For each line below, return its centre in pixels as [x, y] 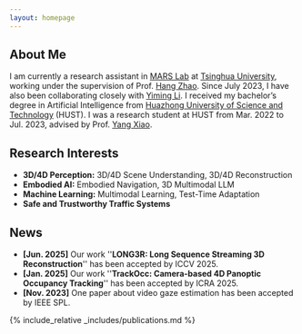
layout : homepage [42, 18]
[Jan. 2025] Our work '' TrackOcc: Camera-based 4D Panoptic [142, 274]
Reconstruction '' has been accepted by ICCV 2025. [120, 264]
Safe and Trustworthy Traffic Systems [96, 204]
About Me [38, 55]
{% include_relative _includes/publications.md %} [102, 320]
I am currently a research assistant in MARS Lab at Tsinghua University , [143, 76]
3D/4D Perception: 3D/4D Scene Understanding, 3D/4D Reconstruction [157, 175]
